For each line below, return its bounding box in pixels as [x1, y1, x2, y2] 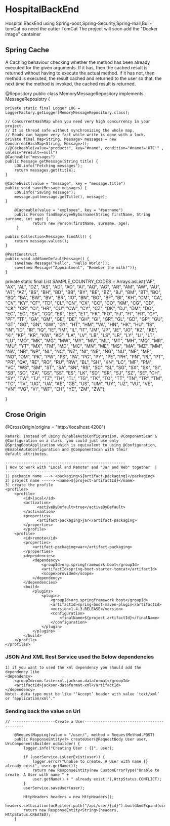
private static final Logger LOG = [5, 105, 80, 111]
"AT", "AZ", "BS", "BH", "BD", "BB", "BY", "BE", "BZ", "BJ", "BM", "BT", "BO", [5, 289, 162, 295]
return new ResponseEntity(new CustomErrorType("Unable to [32, 768, 159, 773]
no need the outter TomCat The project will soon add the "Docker [21, 25, 158, 31]
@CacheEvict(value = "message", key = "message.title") [5, 181, 125, 186]
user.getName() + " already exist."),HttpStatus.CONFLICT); [32, 777, 162, 782]
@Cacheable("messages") [5, 154, 56, 159]
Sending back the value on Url [5, 708, 81, 715]
